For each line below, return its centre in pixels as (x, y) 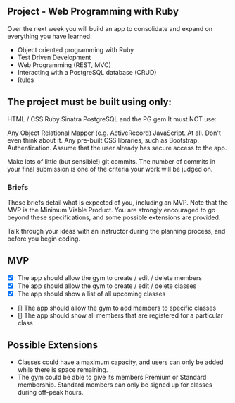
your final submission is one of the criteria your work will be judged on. (110, 169)
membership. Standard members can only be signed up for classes (115, 385)
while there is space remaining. (63, 369)
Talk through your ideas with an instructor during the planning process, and (116, 231)
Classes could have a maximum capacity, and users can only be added (120, 362)
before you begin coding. (44, 239)
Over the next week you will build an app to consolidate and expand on (110, 28)
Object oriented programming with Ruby (76, 49)
